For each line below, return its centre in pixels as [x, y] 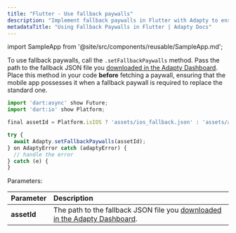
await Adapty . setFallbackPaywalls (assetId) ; [80, 141]
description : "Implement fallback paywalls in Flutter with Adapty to [113, 20]
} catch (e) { [28, 161]
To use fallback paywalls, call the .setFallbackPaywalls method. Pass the [113, 60]
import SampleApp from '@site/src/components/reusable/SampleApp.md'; [115, 47]
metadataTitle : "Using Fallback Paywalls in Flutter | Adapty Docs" [110, 27]
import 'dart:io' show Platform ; [56, 109]
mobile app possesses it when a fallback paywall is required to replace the [115, 83]
